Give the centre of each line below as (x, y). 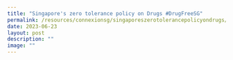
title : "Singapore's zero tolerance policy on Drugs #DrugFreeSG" (105, 13)
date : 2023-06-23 (32, 26)
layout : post (26, 33)
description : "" (31, 39)
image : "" (21, 46)
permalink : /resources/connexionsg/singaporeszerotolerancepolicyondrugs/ (118, 20)
